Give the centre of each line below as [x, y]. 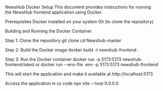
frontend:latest [20, 64]
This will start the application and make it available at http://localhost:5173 [79, 74]
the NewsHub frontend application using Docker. [54, 12]
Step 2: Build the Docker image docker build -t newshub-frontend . [72, 50]
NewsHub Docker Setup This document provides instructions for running [78, 7]
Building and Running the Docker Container [48, 31]
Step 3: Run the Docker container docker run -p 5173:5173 [63, 59]
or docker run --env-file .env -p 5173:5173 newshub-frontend [97, 64]
